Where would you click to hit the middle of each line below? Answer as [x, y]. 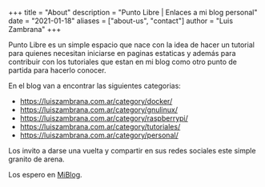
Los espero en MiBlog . [45, 175]
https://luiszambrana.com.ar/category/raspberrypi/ [104, 118]
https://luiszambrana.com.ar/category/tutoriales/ [100, 127]
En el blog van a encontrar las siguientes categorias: [95, 86]
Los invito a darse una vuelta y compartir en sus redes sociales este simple [132, 151]
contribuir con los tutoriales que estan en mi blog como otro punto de [123, 62]
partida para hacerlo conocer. [57, 70]
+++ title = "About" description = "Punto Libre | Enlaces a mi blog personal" [133, 12]
